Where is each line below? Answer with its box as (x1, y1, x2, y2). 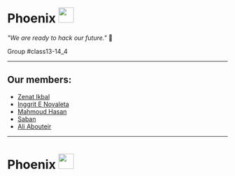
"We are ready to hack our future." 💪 (7, 34, 113, 42)
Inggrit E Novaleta (17, 100, 70, 108)
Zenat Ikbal (17, 92, 50, 101)
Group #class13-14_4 (7, 47, 68, 55)
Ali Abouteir (17, 122, 52, 131)
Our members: (7, 74, 72, 86)
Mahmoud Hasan (17, 107, 67, 115)
